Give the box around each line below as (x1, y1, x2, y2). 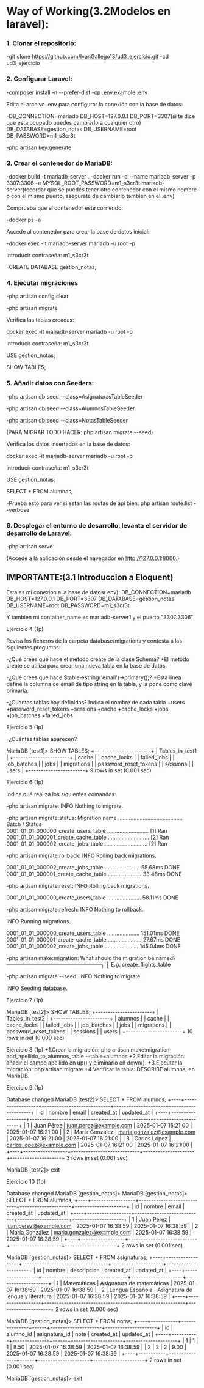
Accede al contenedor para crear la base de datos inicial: (6, 228, 150, 235)
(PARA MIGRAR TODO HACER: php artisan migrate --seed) (6, 428, 153, 435)
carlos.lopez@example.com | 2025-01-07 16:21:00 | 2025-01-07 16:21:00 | (6, 1141, 193, 1148)
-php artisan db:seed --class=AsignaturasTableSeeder (6, 393, 143, 400)
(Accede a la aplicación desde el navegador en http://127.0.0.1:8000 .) (6, 555, 180, 562)
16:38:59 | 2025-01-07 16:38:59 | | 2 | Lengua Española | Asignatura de (14, 1286, 193, 1293)
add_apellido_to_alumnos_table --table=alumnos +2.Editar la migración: (6, 1052, 186, 1060)
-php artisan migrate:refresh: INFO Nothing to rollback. (6, 906, 144, 913)
